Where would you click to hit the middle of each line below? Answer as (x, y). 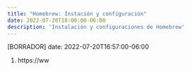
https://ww (33, 60)
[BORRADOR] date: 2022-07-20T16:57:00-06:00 (78, 47)
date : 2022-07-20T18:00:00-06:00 (57, 20)
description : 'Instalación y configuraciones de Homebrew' (96, 27)
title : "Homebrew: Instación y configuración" (77, 14)
